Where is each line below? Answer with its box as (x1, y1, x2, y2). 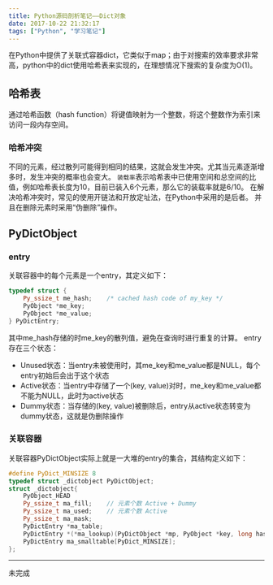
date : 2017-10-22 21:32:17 (8, 19, 100, 28)
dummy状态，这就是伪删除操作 (19, 411, 124, 421)
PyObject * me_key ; (23, 301, 85, 310)
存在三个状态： (8, 343, 58, 353)
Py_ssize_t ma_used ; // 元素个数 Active (23, 507, 168, 516)
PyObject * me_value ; (23, 310, 93, 318)
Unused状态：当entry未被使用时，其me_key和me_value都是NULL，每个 (19, 360, 261, 370)
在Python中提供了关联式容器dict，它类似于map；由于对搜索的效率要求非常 (8, 50, 258, 60)
